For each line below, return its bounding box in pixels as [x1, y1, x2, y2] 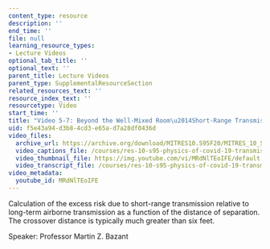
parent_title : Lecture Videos [8, 72, 110, 80]
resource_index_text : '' [8, 94, 92, 102]
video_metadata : [8, 169, 63, 177]
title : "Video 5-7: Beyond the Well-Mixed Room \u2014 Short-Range [8, 117, 231, 125]
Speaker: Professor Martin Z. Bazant [8, 231, 129, 241]
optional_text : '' [8, 64, 70, 73]
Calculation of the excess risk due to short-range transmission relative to [8, 198, 249, 208]
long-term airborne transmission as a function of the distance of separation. [8, 207, 260, 217]
